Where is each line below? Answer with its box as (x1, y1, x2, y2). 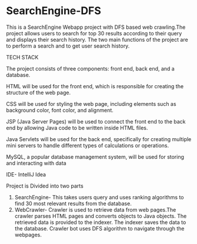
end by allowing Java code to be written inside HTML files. (6, 124, 148, 131)
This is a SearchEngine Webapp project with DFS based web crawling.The (6, 24, 186, 31)
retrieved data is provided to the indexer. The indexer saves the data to (14, 219, 186, 226)
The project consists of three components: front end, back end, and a (6, 65, 175, 72)
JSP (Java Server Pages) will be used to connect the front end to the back (6, 118, 186, 125)
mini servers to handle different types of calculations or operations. (6, 142, 169, 149)
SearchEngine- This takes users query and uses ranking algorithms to (14, 193, 184, 200)
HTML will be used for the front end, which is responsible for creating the (6, 82, 184, 89)
